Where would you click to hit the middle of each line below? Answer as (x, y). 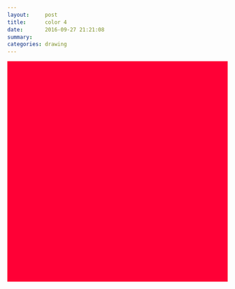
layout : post (33, 15)
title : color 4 (37, 22)
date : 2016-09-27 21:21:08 (56, 29)
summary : (20, 37)
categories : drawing (37, 44)
